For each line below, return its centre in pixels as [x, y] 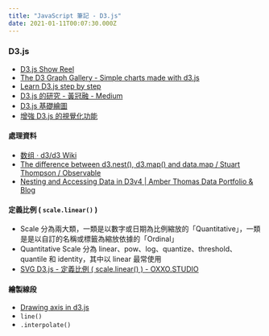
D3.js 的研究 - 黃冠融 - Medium [71, 95]
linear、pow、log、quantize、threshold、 [168, 249]
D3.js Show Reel [47, 68]
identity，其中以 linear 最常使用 [110, 259]
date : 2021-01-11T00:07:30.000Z [62, 23]
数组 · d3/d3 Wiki [48, 155]
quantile [33, 259]
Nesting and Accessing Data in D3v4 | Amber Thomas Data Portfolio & [137, 181]
